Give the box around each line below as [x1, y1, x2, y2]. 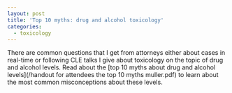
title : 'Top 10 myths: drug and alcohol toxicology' [7, 17, 164, 24]
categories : [7, 23, 42, 30]
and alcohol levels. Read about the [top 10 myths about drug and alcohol [7, 63, 215, 71]
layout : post [7, 10, 45, 17]
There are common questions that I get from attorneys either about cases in [7, 49, 226, 57]
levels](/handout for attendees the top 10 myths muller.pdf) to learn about [7, 71, 219, 79]
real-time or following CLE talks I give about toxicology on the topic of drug [7, 56, 224, 65]
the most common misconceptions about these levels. [7, 78, 163, 87]
